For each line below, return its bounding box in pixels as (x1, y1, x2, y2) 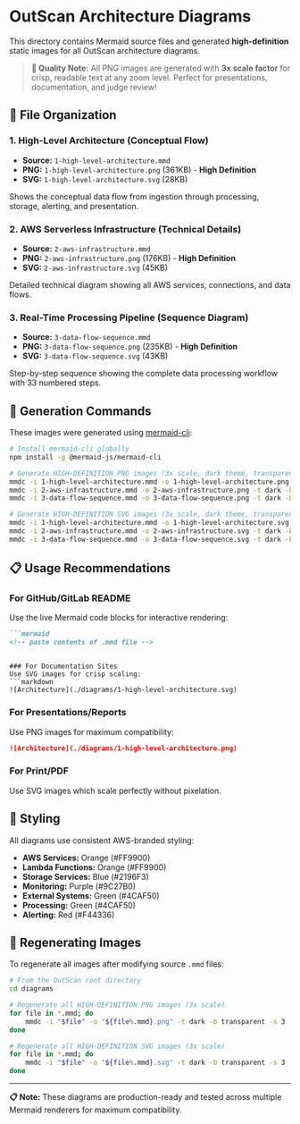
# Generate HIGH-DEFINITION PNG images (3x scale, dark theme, (9, 469, 250, 477)
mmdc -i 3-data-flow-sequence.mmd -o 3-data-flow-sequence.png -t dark (9, 494, 281, 503)
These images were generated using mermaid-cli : (9, 427, 193, 438)
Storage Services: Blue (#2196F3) (21, 871, 149, 882)
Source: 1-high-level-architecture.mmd (21, 155, 171, 165)
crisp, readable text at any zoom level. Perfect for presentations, (30, 72, 268, 82)
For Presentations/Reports (9, 706, 127, 719)
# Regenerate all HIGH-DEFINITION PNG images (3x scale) (9, 1001, 226, 1010)
